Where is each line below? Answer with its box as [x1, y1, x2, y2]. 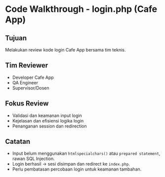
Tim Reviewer [5, 61, 48, 70]
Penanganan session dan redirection [12, 123, 87, 129]
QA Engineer [12, 79, 39, 85]
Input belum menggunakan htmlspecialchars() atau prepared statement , [12, 150, 161, 157]
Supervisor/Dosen [12, 85, 49, 91]
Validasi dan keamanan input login [12, 113, 82, 118]
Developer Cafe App [12, 74, 54, 80]
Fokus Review [5, 99, 49, 108]
